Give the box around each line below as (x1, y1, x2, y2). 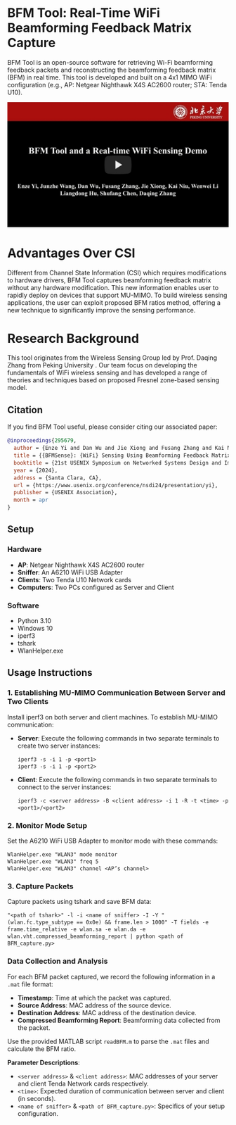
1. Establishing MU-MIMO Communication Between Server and (7, 688, 226, 698)
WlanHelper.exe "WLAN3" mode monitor (7, 851, 118, 858)
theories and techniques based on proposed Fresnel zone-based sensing (7, 376, 220, 384)
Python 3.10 (17, 617, 51, 625)
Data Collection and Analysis (7, 956, 108, 966)
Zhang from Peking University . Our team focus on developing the (7, 361, 198, 370)
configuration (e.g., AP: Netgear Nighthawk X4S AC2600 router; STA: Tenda (7, 80, 227, 89)
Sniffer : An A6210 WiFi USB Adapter (17, 568, 123, 577)
